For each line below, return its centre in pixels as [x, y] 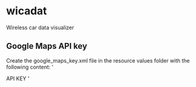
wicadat [27, 11]
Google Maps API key [47, 46]
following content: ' [30, 67]
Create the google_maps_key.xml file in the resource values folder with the [98, 60]
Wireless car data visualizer [40, 27]
